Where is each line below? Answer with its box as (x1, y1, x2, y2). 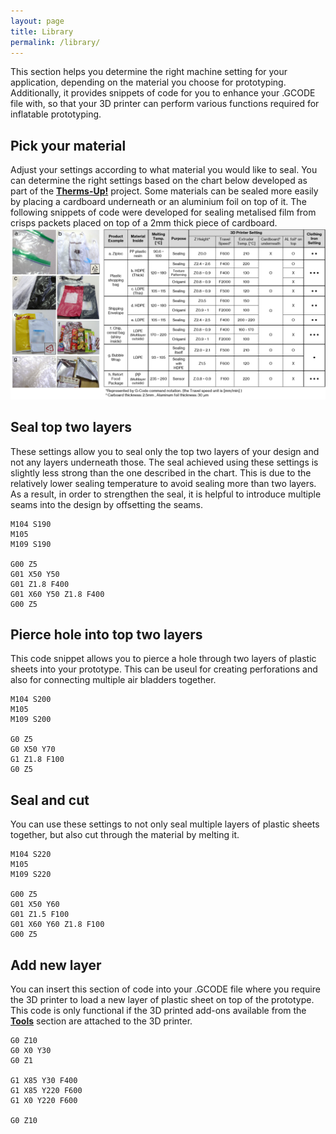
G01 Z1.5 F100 (10, 910, 70, 920)
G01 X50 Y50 (10, 569, 60, 579)
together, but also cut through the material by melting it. (10, 829, 240, 841)
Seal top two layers (10, 419, 133, 436)
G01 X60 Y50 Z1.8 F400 (10, 589, 105, 599)
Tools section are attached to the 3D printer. (10, 1015, 193, 1027)
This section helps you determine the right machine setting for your (10, 66, 288, 78)
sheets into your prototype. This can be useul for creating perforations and (10, 663, 318, 675)
